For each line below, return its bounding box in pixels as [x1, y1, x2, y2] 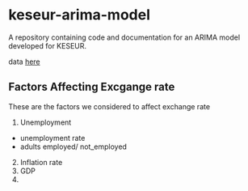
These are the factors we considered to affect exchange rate [8, 101, 211, 111]
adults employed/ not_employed [19, 142, 128, 151]
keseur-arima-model [8, 6, 151, 24]
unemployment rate [19, 133, 86, 142]
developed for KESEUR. [8, 40, 87, 50]
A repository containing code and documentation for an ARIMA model [8, 32, 241, 42]
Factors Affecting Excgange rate [8, 80, 175, 94]
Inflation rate [19, 157, 63, 167]
